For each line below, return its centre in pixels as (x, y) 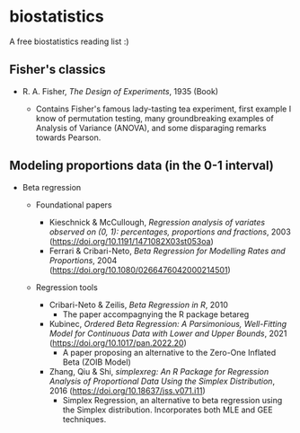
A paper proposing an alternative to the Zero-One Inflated (169, 352)
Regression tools (67, 287)
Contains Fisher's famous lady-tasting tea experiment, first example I (163, 109)
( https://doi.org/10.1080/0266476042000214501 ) (140, 270)
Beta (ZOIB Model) (97, 362)
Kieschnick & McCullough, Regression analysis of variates (157, 222)
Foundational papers (74, 205)
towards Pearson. (68, 137)
